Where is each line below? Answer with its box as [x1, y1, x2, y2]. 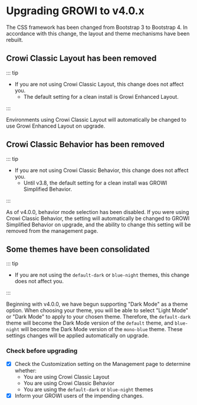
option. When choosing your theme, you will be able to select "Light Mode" [6, 307, 189, 314]
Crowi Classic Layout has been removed [6, 53, 157, 63]
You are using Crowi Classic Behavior [23, 380, 115, 387]
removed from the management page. [6, 227, 98, 234]
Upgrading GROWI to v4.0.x [6, 4, 145, 18]
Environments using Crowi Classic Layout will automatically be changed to [6, 116, 187, 123]
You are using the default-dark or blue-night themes [23, 385, 153, 393]
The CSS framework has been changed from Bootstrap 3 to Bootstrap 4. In [6, 24, 188, 31]
